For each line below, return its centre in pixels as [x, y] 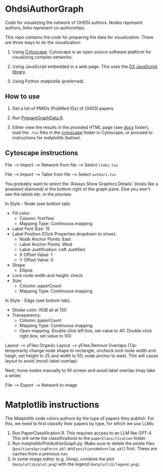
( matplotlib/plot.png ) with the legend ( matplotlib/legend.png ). [76, 464]
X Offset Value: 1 [36, 255]
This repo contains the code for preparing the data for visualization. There [79, 37]
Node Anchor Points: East [45, 239]
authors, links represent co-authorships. [45, 27]
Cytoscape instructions [42, 153]
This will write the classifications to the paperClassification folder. [79, 438]
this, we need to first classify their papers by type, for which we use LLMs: [80, 423]
